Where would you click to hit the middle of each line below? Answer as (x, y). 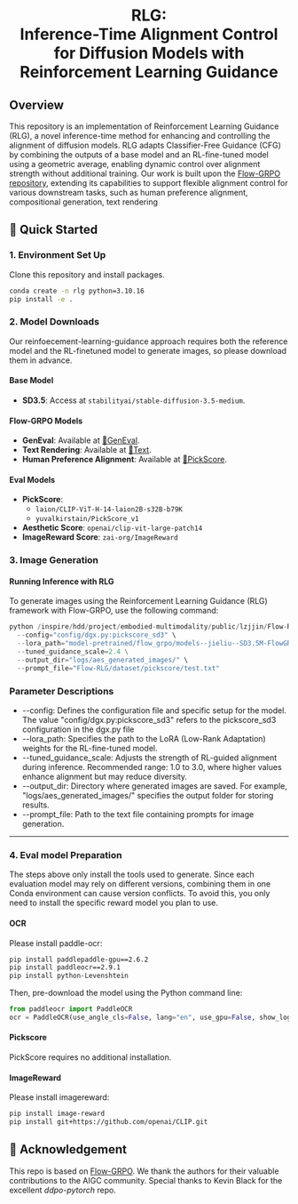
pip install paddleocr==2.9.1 (65, 967)
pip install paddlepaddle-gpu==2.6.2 (79, 959)
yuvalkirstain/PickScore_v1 (87, 519)
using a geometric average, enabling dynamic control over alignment (135, 164)
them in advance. (41, 360)
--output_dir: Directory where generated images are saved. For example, (155, 786)
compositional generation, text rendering (83, 202)
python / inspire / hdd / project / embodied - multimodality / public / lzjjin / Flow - (149, 627)
